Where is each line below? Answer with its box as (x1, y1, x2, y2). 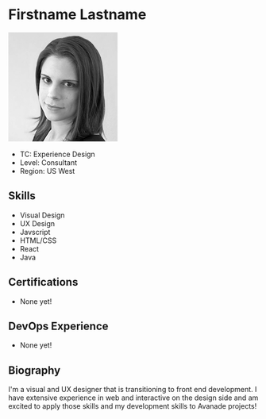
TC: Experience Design (19, 149, 95, 159)
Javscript (19, 227, 51, 236)
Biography (8, 363, 61, 377)
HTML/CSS (19, 236, 57, 245)
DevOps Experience (8, 319, 109, 333)
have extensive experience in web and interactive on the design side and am (8, 393, 259, 402)
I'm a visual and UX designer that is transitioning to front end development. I (8, 385, 257, 394)
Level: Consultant (19, 157, 78, 167)
